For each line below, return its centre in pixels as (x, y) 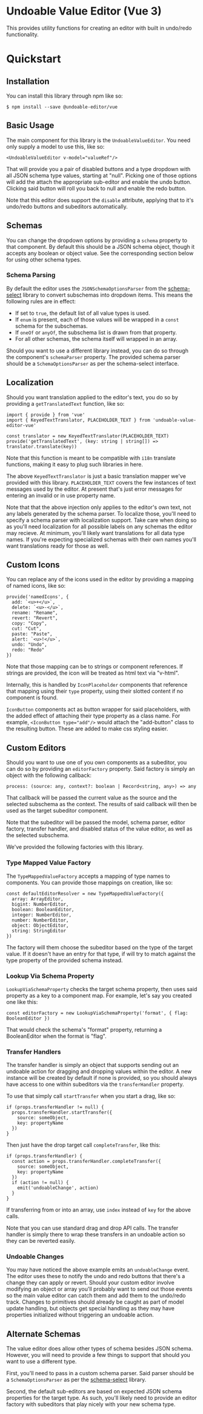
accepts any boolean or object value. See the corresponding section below (100, 253)
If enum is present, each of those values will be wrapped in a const (97, 319)
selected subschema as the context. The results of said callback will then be (101, 804)
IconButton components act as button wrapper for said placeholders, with (98, 709)
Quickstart (34, 59)
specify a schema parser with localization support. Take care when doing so (101, 520)
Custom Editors (36, 748)
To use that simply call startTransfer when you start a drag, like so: (91, 1096)
